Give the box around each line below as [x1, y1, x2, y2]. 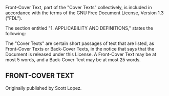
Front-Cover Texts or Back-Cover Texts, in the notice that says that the [5, 46, 155, 52]
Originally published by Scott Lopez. [5, 85, 82, 91]
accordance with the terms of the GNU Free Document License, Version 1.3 [5, 10, 164, 16]
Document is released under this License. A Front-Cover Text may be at [5, 51, 157, 57]
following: [5, 31, 26, 36]
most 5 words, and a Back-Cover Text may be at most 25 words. [5, 57, 141, 63]
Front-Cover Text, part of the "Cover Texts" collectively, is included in [5, 5, 152, 10]
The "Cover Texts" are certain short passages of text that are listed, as [5, 40, 155, 46]
